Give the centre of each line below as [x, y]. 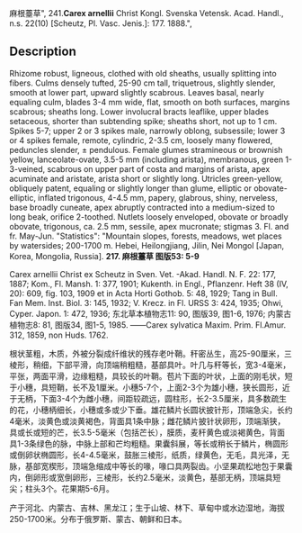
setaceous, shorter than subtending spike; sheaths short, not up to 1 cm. [143, 121]
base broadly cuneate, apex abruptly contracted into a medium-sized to [142, 207]
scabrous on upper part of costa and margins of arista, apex [159, 168]
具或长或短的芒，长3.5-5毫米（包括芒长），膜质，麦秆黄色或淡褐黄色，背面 [147, 432]
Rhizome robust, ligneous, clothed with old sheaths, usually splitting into [143, 73]
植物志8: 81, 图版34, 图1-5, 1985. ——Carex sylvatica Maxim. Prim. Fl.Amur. [148, 325]
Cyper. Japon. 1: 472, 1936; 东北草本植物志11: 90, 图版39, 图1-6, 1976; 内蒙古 [151, 313]
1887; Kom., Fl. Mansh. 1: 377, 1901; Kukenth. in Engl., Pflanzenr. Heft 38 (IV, [149, 284]
